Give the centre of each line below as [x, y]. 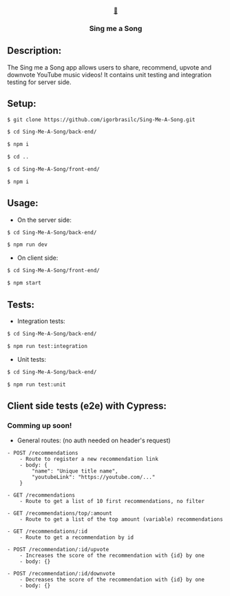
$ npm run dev [28, 245]
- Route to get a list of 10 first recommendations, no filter [112, 502]
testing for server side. [39, 82]
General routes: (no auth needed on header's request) [94, 440]
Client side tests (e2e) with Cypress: [87, 405]
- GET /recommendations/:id [48, 532]
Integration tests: [41, 321]
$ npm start [24, 283]
